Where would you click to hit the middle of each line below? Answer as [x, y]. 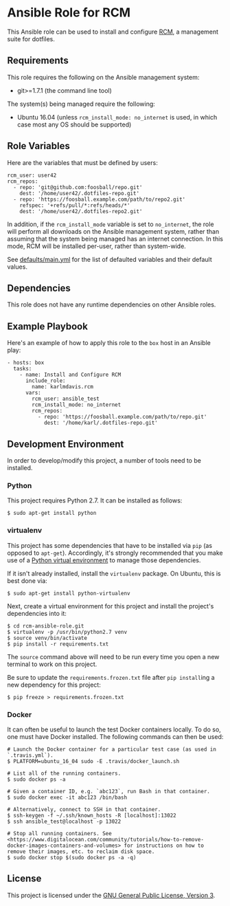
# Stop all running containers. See [59, 833]
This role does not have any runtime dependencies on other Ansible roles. [112, 305]
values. [17, 267]
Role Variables [38, 146]
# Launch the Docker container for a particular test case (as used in [112, 749]
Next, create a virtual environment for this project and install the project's [111, 606]
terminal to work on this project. [52, 664]
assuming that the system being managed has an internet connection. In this [115, 239]
